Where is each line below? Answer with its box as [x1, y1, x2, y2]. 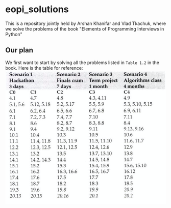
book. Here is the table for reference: [5, 65, 83, 71]
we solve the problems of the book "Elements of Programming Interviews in [5, 25, 164, 32]
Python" [5, 31, 23, 37]
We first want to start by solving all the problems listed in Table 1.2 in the [5, 60, 160, 66]
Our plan [5, 46, 33, 54]
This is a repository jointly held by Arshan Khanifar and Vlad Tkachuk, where [5, 20, 166, 26]
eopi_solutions [5, 4, 69, 15]
